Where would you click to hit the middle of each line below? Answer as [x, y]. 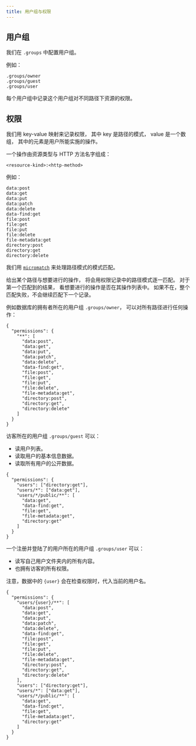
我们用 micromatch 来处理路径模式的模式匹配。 [62, 268]
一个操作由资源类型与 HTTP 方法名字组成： [58, 154]
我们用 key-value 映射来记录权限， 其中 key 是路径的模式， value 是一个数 [96, 134]
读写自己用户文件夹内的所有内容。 [56, 561]
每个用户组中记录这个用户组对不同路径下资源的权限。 [71, 98]
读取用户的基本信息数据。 [46, 456]
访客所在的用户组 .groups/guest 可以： [53, 436]
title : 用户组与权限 [29, 12]
